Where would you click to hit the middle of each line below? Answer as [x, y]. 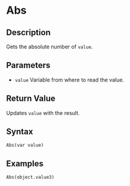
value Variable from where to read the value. [69, 80]
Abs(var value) [25, 145]
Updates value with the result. [43, 113]
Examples [25, 164]
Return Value [31, 99]
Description [28, 32]
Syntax [20, 132]
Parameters [28, 65]
